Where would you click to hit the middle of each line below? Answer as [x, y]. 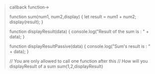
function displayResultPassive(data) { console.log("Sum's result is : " [80, 46]
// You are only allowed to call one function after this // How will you [78, 61]
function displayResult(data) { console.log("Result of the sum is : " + [79, 31]
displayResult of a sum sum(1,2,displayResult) [56, 66]
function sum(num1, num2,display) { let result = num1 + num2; [73, 17]
